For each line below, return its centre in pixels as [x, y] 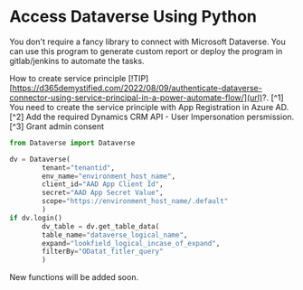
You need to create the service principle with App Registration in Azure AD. [149, 107]
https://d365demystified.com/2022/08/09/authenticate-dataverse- [137, 88]
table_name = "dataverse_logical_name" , [115, 235]
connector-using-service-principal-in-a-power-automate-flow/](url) [136, 98]
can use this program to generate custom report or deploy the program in [146, 51]
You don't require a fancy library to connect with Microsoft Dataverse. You [148, 42]
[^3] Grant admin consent [57, 126]
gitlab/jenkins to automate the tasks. [77, 61]
